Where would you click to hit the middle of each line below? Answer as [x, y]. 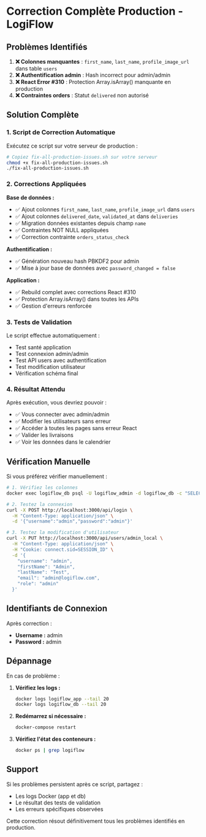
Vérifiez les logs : [38, 687]
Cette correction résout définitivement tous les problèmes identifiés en [96, 821]
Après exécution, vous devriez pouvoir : [57, 403]
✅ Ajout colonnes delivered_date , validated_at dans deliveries [97, 216]
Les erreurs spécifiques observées [59, 809]
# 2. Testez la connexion [39, 504]
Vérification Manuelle [48, 462]
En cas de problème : [33, 676]
